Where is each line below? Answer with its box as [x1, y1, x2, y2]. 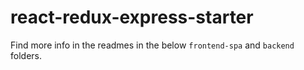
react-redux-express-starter [10, 6, 254, 29]
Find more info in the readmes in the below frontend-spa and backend [10, 39, 295, 51]
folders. [10, 49, 42, 61]
